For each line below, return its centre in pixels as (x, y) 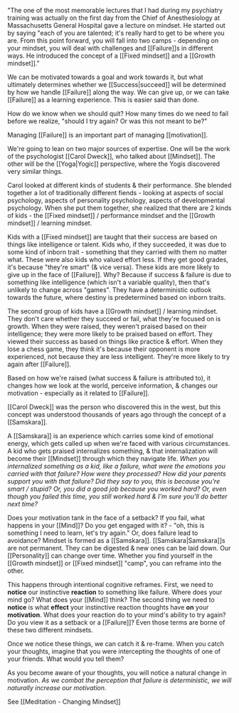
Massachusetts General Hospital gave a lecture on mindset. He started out (116, 25)
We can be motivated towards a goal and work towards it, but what (106, 77)
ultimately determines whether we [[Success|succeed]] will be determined (117, 84)
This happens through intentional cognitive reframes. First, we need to (110, 584)
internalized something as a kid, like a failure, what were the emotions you (116, 466)
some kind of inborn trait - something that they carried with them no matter (117, 252)
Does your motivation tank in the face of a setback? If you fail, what (106, 518)
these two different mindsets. (51, 630)
